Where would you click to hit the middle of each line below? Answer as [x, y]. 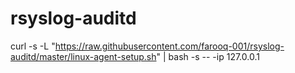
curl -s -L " [33, 46]
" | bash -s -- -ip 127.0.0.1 [208, 56]
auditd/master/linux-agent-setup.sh [83, 56]
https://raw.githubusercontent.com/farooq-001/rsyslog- [169, 46]
